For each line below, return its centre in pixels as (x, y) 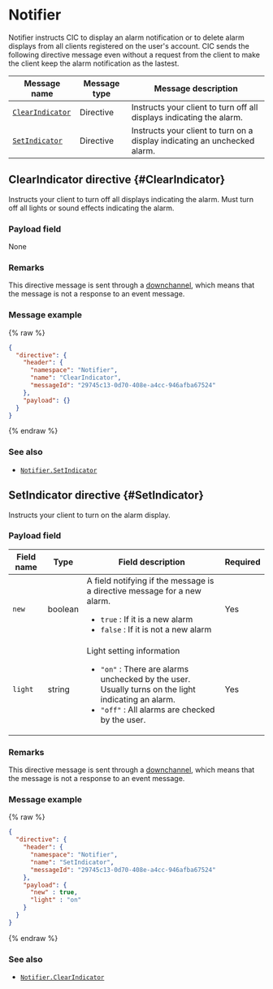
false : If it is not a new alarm (156, 629)
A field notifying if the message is (150, 581)
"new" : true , (54, 892)
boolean (63, 609)
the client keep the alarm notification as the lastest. (94, 63)
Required (243, 562)
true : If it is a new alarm (147, 619)
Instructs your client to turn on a (192, 130)
